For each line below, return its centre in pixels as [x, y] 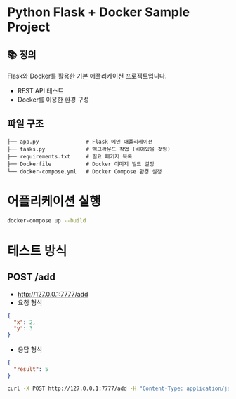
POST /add [32, 277]
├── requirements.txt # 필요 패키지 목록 [70, 156]
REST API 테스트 [41, 91]
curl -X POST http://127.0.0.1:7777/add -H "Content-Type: [96, 388]
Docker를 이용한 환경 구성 [53, 100]
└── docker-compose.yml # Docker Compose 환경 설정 [85, 171]
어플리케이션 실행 [54, 201]
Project [29, 27]
